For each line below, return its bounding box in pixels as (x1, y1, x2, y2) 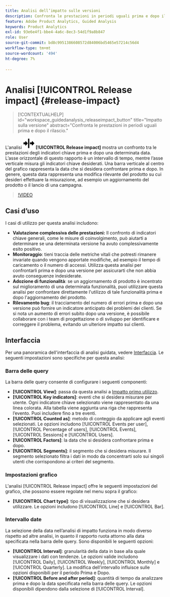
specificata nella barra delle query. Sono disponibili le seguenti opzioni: (5, 538, 154, 544)
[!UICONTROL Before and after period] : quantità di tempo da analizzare (12, 575, 163, 581)
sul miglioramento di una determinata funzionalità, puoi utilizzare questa (12, 284, 163, 290)
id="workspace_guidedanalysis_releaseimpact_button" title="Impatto (17, 117, 162, 123)
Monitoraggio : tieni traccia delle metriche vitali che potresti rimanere (12, 251, 157, 258)
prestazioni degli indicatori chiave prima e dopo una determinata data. (5, 150, 151, 156)
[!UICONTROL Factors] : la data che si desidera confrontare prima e (12, 437, 154, 443)
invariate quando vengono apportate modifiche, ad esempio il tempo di (12, 257, 161, 263)
